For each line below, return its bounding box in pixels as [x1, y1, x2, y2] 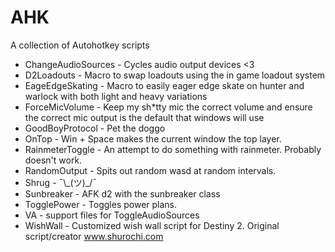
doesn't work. [24, 154, 83, 166]
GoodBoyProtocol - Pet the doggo [24, 122, 166, 134]
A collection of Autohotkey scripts [10, 39, 150, 51]
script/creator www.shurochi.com [24, 230, 164, 242]
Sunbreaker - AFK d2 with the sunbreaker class [24, 187, 221, 200]
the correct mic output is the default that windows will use [24, 111, 265, 123]
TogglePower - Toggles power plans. [24, 198, 178, 210]
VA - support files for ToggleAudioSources [24, 209, 200, 221]
